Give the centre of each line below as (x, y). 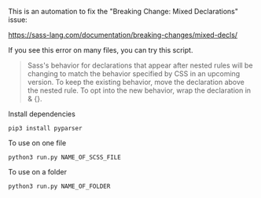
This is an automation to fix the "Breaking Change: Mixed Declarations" (123, 11)
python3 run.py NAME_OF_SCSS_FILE (65, 157)
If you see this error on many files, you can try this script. (101, 50)
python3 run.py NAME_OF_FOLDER (59, 186)
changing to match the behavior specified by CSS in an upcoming (134, 73)
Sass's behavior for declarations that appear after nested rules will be (140, 65)
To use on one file (37, 143)
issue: (18, 20)
